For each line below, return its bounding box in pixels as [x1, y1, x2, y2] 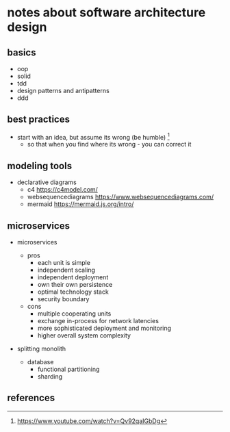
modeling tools [7, 160, 73, 172]
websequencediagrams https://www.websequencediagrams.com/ [27, 193, 214, 201]
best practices [7, 114, 71, 125]
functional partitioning [37, 365, 100, 374]
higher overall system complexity [37, 331, 131, 340]
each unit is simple [37, 259, 91, 267]
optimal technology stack [37, 288, 110, 296]
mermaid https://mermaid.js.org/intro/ [27, 200, 134, 208]
